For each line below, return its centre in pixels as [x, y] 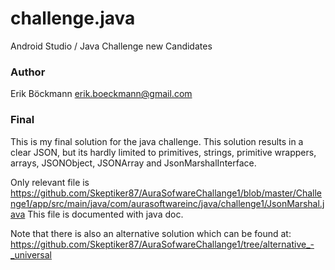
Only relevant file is [50, 182]
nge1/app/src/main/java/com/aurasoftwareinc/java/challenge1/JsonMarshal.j [167, 203]
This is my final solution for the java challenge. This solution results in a [157, 141]
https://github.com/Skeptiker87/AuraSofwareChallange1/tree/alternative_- [162, 244]
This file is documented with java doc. [105, 214]
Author [28, 72]
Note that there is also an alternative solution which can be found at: [151, 233]
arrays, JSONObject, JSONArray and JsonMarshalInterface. [133, 163]
